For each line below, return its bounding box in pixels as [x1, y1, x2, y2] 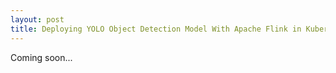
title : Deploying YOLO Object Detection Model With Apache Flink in [10, 24, 302, 34]
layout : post [10, 14, 65, 25]
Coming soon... [10, 51, 73, 63]
